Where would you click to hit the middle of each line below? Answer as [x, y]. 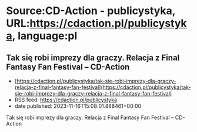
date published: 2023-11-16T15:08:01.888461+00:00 [78, 106]
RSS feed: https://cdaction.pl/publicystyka [66, 100]
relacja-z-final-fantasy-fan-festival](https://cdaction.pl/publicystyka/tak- [103, 87]
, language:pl [45, 36]
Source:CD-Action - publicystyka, [91, 11]
